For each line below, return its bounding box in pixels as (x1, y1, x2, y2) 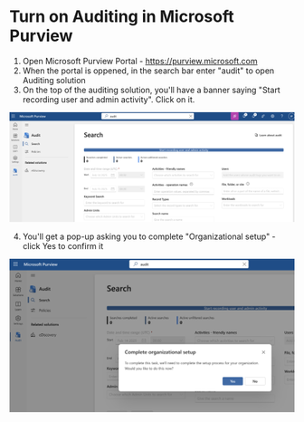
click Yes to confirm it (22, 241, 104, 252)
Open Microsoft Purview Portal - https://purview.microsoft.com (22, 55, 258, 66)
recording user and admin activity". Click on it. (22, 93, 195, 105)
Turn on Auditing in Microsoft (9, 6, 234, 27)
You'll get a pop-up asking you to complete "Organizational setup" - (22, 231, 276, 242)
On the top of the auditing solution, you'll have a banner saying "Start (22, 84, 280, 95)
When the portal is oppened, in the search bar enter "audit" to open (22, 65, 275, 76)
